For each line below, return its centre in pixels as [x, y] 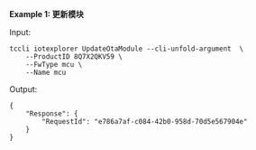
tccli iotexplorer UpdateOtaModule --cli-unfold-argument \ [127, 49]
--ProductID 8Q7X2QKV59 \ [74, 57]
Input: [20, 32]
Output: [23, 89]
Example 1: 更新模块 [46, 14]
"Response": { [52, 114]
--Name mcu [46, 72]
